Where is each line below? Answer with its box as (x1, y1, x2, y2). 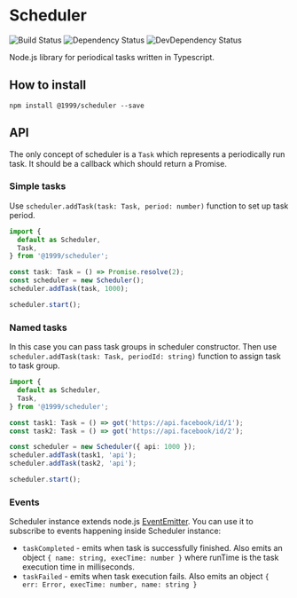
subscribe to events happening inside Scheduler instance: (9, 525, 222, 537)
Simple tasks (9, 180, 66, 193)
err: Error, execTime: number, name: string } (21, 580, 198, 590)
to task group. (9, 360, 60, 371)
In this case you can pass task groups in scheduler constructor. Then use (9, 342, 277, 352)
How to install (9, 77, 87, 93)
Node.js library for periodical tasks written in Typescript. (9, 51, 215, 62)
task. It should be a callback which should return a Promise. (9, 158, 228, 169)
